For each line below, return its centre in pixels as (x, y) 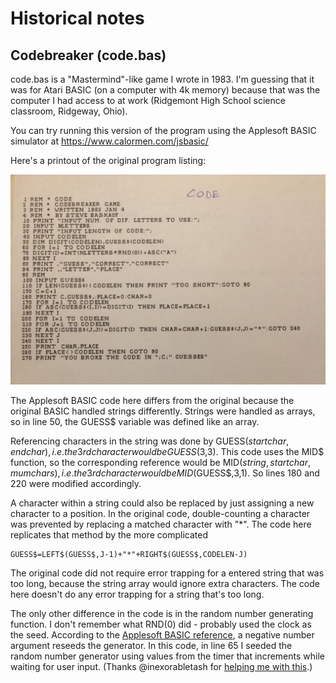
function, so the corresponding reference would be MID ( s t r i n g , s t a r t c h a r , (160, 462)
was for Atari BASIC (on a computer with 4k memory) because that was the (165, 90)
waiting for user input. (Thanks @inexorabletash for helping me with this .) (161, 666)
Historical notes (77, 18)
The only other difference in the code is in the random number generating (162, 613)
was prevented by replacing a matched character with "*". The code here (161, 524)
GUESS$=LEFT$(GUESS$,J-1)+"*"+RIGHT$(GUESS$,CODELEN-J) (129, 554)
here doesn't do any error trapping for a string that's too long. (137, 594)
